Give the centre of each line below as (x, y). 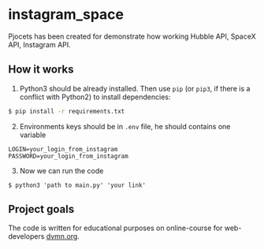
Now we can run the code (61, 170)
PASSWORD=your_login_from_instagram (68, 156)
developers (26, 236)
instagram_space (66, 15)
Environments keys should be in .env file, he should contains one (125, 126)
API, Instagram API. (39, 44)
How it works (41, 70)
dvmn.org (62, 236)
